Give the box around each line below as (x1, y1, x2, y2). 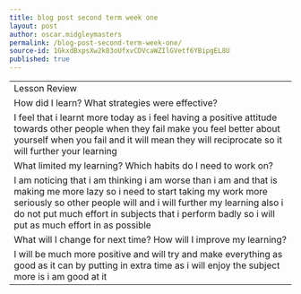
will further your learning (13, 145, 118, 157)
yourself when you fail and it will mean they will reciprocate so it (13, 134, 282, 146)
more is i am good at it (13, 271, 107, 282)
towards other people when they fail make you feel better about (13, 123, 280, 134)
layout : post (9, 22, 58, 30)
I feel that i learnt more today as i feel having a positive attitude (13, 111, 278, 124)
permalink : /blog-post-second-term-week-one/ (9, 38, 182, 48)
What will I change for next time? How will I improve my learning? (13, 234, 287, 246)
